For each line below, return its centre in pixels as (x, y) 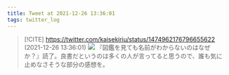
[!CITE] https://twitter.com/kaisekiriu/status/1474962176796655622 (119, 39)
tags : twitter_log (33, 20)
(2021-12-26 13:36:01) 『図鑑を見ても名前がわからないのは (111, 47)
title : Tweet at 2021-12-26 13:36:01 (61, 13)
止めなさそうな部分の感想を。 (66, 64)
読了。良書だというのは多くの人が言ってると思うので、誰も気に (132, 56)
